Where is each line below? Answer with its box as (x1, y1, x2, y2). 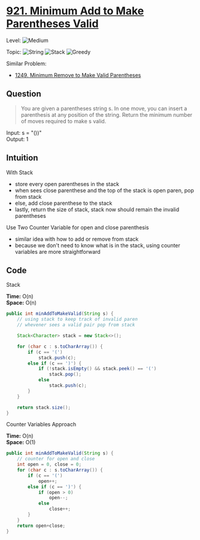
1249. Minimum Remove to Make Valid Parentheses (14, 71, 141, 78)
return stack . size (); (17, 404, 71, 411)
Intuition (6, 153, 38, 163)
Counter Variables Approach (6, 421, 77, 428)
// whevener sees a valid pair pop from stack (17, 322, 135, 328)
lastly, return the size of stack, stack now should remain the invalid (14, 205, 180, 213)
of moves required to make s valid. (20, 117, 107, 125)
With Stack (6, 169, 34, 176)
